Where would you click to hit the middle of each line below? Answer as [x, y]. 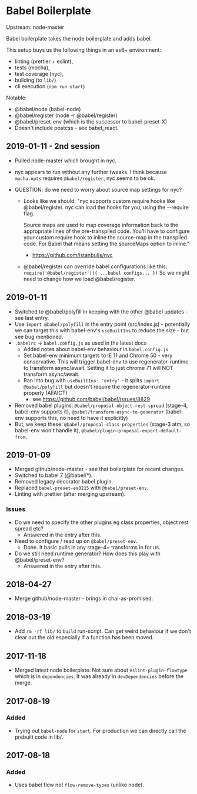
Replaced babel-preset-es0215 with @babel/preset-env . [81, 488]
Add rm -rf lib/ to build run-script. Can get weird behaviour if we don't [103, 631]
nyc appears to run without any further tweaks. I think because [91, 172]
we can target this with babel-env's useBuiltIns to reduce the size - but [102, 330]
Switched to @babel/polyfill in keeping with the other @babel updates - [101, 311]
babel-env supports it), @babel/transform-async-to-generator [89, 411]
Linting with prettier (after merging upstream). [70, 494]
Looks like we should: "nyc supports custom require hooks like [99, 201]
